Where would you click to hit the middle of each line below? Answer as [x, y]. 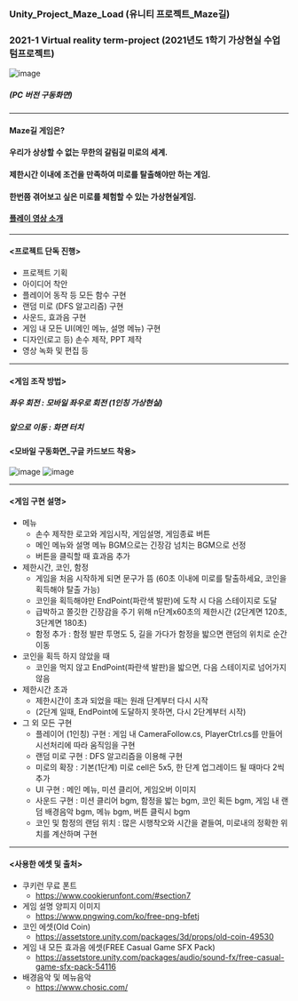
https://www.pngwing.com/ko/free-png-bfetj [117, 916]
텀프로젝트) [32, 53]
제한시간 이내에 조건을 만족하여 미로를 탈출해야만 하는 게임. [110, 174]
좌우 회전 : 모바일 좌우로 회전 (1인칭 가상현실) [86, 403]
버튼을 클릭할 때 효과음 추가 [82, 556]
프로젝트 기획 [45, 272]
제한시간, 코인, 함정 [55, 567]
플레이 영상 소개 [36, 219]
